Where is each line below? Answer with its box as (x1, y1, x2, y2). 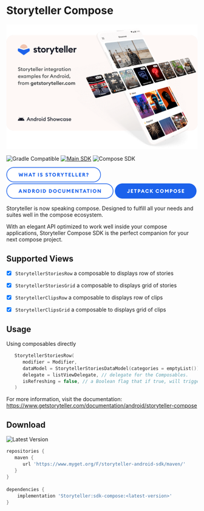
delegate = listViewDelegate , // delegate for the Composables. (22, 371, 189, 378)
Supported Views (6, 253, 74, 264)
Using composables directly (6, 340, 76, 348)
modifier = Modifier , (22, 359, 78, 365)
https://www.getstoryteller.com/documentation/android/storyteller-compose (6, 402, 197, 410)
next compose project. (6, 236, 63, 243)
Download (6, 419, 46, 430)
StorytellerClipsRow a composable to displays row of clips (15, 294, 163, 301)
